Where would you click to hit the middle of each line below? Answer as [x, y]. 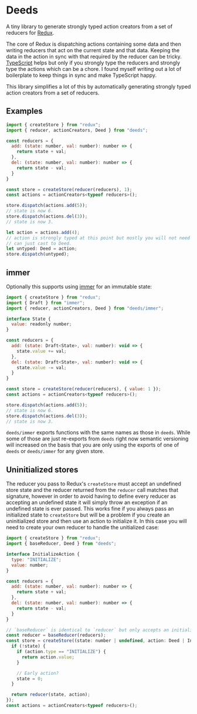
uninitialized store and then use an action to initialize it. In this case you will [96, 521]
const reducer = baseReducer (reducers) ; [56, 635]
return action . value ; [48, 657]
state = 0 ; [30, 679]
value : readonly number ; [42, 324]
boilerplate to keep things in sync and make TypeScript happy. [81, 75]
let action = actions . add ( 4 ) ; [43, 232]
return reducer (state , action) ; [51, 695]
